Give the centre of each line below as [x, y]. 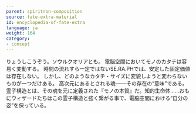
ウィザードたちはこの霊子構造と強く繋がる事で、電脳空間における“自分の [99, 98]
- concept [18, 44]
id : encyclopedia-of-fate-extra [45, 22]
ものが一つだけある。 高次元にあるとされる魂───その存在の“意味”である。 [97, 83]
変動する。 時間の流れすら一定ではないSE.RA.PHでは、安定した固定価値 [103, 68]
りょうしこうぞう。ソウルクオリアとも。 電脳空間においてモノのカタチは [94, 61]
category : [18, 39]
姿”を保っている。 [28, 105]
